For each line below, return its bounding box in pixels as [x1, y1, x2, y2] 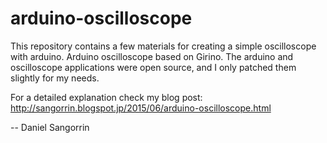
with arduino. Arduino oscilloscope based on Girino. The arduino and [10, 50, 294, 62]
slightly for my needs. [10, 72, 100, 84]
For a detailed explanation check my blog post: [10, 91, 203, 103]
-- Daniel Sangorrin [10, 121, 90, 133]
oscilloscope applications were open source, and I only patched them [10, 61, 297, 73]
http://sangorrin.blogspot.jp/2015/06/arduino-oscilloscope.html [10, 102, 272, 114]
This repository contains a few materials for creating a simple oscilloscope [10, 40, 317, 52]
